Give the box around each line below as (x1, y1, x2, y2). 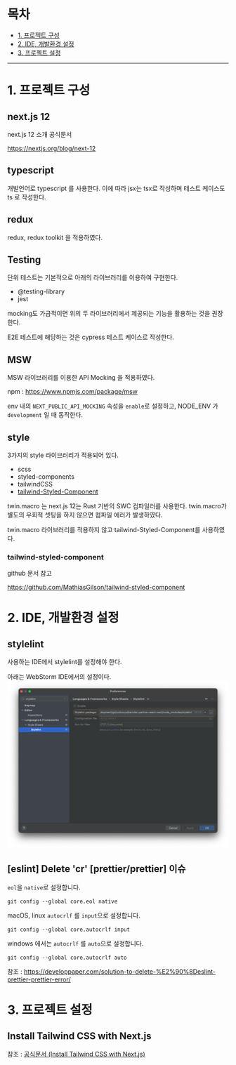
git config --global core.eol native (7, 898, 118, 905)
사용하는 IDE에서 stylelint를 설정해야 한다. (7, 658, 122, 666)
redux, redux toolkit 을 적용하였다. (7, 233, 103, 242)
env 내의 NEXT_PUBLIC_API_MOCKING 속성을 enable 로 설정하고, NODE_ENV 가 (7, 402, 219, 411)
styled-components (17, 472, 75, 481)
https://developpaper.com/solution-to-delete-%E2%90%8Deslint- (23, 967, 216, 976)
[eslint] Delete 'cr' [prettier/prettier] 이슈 (7, 863, 186, 875)
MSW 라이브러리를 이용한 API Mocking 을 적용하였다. (7, 373, 155, 382)
